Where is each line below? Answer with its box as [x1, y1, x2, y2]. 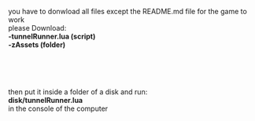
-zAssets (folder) [8, 40, 66, 49]
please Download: [8, 24, 67, 32]
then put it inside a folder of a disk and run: [8, 87, 148, 97]
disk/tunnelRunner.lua [8, 96, 83, 104]
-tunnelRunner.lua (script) [8, 31, 96, 41]
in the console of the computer [8, 104, 109, 113]
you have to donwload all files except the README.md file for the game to [8, 7, 248, 16]
